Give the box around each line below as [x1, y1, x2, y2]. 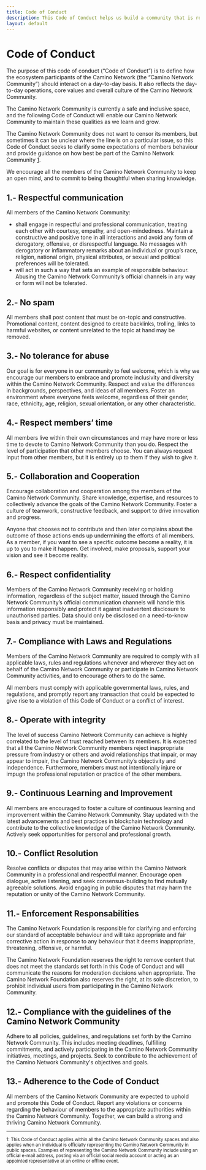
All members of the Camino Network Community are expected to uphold [6, 1093, 189, 1100]
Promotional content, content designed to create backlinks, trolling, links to [6, 320, 196, 327]
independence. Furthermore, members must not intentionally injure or [6, 763, 182, 771]
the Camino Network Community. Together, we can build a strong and [6, 1112, 183, 1120]
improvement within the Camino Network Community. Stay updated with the [6, 811, 199, 818]
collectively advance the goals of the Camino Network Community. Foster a [6, 501, 197, 508]
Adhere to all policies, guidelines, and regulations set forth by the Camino [6, 1032, 192, 1040]
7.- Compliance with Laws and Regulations [6, 636, 172, 647]
